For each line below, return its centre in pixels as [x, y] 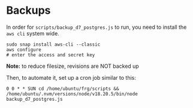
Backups [28, 10]
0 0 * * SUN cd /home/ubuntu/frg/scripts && [63, 88]
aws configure [24, 49]
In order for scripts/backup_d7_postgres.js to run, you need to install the [96, 27]
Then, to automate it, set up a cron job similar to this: [71, 77]
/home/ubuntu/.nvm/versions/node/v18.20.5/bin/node [72, 94]
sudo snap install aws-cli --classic [53, 44]
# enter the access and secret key [51, 55]
